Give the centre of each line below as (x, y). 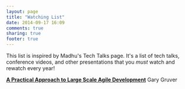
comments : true (25, 28)
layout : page (22, 11)
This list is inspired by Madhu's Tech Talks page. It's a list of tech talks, (93, 56)
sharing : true (24, 34)
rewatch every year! (31, 68)
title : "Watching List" (36, 17)
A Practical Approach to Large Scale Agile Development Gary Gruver (92, 80)
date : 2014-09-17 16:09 (36, 22)
